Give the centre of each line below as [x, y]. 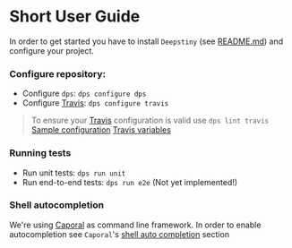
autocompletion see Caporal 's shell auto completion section [120, 234]
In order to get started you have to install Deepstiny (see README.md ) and [146, 41]
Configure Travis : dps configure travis [95, 103]
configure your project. [52, 50]
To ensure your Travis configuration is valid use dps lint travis [150, 120]
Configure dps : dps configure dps [84, 94]
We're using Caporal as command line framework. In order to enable [135, 225]
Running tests [40, 153]
